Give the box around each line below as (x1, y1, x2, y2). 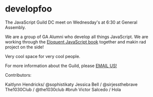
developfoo (5, 3, 52, 14)
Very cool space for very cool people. (5, 53, 81, 59)
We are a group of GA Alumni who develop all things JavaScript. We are (5, 34, 149, 40)
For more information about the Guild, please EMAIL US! (5, 63, 118, 69)
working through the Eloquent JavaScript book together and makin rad (5, 39, 147, 44)
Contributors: (5, 72, 32, 78)
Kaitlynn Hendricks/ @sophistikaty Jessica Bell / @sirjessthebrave (5, 81, 138, 87)
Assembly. (5, 24, 26, 30)
